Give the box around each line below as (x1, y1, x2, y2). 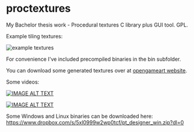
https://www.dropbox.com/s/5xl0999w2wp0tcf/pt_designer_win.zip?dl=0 (6, 118, 184, 126)
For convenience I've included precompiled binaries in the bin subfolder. (6, 55, 181, 62)
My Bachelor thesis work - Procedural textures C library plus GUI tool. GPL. (6, 21, 188, 28)
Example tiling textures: (6, 32, 63, 39)
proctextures (6, 2, 71, 15)
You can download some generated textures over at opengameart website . (6, 67, 188, 74)
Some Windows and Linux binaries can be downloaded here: (6, 113, 153, 120)
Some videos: (6, 78, 39, 85)
